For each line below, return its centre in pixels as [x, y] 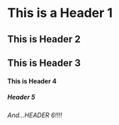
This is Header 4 [32, 81]
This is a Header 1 [60, 13]
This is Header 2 [44, 39]
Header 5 [21, 97]
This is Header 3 [44, 63]
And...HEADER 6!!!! [35, 115]
